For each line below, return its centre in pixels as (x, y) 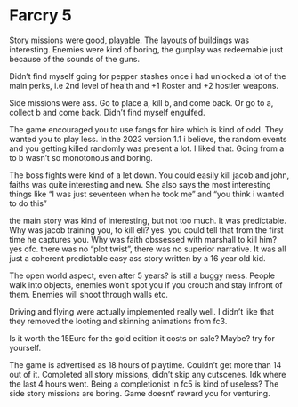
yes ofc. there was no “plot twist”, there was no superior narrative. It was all (148, 249)
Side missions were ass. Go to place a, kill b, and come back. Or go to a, (141, 102)
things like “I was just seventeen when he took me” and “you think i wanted (147, 194)
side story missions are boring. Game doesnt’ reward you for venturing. (140, 393)
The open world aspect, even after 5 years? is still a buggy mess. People (142, 275)
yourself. (25, 347)
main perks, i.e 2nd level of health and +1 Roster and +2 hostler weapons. (144, 85)
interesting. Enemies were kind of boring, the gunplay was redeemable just (146, 49)
